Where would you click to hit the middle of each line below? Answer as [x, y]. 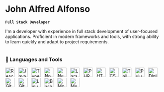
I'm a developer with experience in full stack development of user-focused [82, 31]
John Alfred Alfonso [48, 9]
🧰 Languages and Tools [34, 60]
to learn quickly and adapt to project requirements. [57, 42]
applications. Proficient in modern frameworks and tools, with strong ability [82, 36]
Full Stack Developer [28, 22]
